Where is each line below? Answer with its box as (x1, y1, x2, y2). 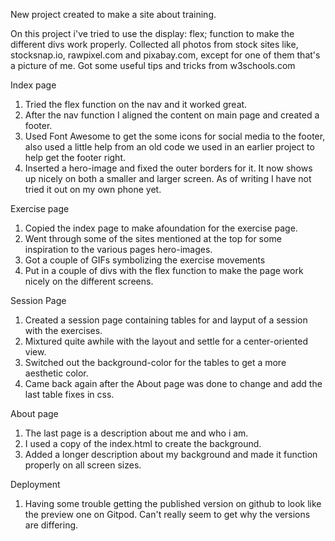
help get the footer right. (24, 152, 127, 163)
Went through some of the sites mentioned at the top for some (24, 233, 282, 244)
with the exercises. (24, 325, 103, 336)
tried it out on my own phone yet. (24, 184, 162, 195)
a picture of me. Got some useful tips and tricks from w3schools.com (10, 60, 296, 71)
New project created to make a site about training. (10, 9, 217, 20)
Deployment (10, 479, 61, 490)
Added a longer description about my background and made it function (24, 449, 318, 460)
